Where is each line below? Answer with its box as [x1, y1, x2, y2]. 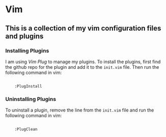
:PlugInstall [14, 84, 42, 89]
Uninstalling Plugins [5, 95, 56, 102]
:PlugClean [14, 127, 38, 132]
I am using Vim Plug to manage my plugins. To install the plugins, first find [5, 59, 161, 65]
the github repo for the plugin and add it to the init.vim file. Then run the [5, 64, 159, 70]
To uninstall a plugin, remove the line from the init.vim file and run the [5, 107, 154, 113]
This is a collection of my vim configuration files [5, 24, 161, 33]
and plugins [5, 32, 44, 40]
